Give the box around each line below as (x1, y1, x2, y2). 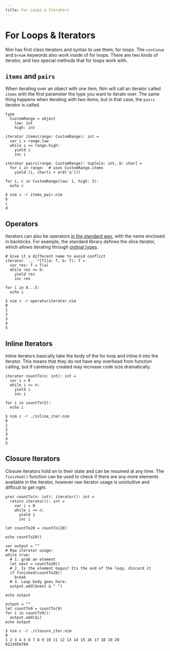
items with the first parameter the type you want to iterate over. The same (5, 91, 160, 97)
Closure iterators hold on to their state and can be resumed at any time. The (5, 468, 164, 474)
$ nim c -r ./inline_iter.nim (5, 414, 70, 419)
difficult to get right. (5, 484, 47, 491)
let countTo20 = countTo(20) (5, 525, 67, 530)
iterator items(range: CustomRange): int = (5, 134, 99, 139)
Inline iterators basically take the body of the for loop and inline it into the (5, 353, 159, 359)
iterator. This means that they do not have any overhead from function (5, 358, 153, 364)
